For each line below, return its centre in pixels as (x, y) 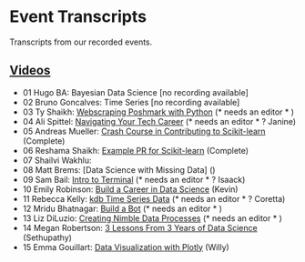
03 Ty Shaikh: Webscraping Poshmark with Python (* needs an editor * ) (158, 112)
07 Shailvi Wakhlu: (57, 160)
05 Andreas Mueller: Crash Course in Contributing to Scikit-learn (144, 131)
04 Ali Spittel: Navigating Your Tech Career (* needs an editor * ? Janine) (159, 121)
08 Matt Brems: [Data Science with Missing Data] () (119, 169)
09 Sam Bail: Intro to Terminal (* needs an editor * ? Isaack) (134, 179)
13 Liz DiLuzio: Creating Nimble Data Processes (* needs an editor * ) (152, 218)
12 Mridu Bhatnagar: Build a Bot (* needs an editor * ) (122, 208)
